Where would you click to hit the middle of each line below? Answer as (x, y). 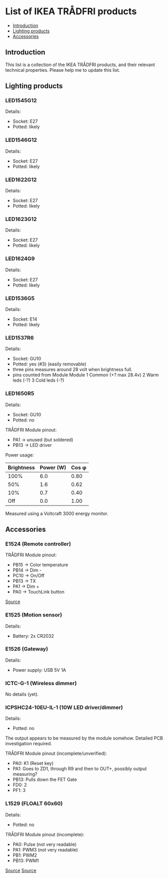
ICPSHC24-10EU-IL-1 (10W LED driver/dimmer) (64, 707)
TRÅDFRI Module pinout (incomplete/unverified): (56, 753)
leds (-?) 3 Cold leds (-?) (38, 380)
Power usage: (20, 455)
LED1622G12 (21, 180)
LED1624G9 (20, 259)
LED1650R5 (20, 393)
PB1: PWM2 (25, 855)
